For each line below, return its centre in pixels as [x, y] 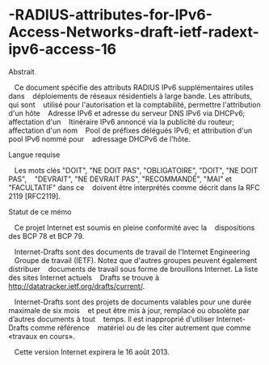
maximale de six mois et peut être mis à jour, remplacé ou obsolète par [129, 310]
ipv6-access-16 [63, 49]
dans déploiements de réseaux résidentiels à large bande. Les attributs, [130, 95]
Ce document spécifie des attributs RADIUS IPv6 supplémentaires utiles [134, 87]
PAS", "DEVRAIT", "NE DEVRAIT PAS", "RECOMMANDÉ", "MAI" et [120, 179]
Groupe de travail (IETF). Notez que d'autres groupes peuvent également [136, 260]
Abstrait [21, 71]
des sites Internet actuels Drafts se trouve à [84, 278]
